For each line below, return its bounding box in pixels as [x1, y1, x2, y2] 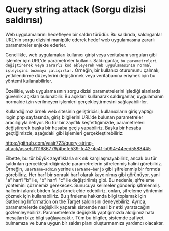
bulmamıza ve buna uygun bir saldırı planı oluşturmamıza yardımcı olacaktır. [5, 220, 164, 226]
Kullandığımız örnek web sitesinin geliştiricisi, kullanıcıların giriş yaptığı [5, 108, 153, 114]
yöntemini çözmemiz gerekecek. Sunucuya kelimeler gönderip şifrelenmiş [5, 182, 160, 188]
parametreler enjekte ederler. [5, 42, 67, 48]
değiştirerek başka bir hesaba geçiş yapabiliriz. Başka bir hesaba [5, 125, 142, 131]
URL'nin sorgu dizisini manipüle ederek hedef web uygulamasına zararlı [5, 37, 155, 43]
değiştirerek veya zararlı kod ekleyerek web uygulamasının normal [5, 63, 152, 68]
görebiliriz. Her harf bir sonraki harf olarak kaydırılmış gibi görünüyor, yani [5, 171, 160, 178]
